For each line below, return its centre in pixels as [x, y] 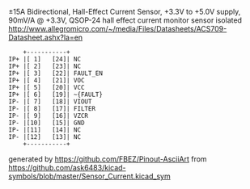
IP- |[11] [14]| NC [45, 130]
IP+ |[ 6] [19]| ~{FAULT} [56, 94]
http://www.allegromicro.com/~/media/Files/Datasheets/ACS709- [118, 29]
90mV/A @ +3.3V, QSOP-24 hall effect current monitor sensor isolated [125, 20]
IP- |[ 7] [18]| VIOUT [50, 102]
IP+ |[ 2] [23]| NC [45, 66]
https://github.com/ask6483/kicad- [68, 168]
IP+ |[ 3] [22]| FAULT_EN [56, 73]
